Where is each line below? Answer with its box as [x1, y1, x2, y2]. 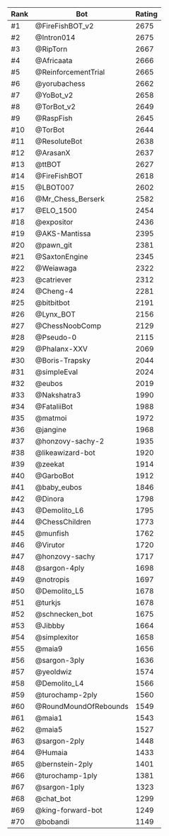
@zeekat [35, 459, 65, 469]
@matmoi [35, 413, 67, 423]
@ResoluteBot [35, 136, 83, 146]
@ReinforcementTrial [35, 67, 105, 77]
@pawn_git [35, 241, 73, 250]
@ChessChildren [35, 517, 92, 527]
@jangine [35, 425, 67, 434]
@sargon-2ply [35, 736, 85, 746]
